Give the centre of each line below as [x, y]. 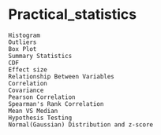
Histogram [24, 35]
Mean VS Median [33, 111]
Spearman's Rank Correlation [56, 104]
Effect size [28, 69]
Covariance [26, 90]
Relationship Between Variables [61, 76]
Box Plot [22, 49]
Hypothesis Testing [40, 118]
